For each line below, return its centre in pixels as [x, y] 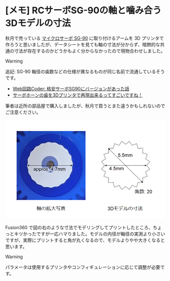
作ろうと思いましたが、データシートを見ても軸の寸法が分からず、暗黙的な [83, 44]
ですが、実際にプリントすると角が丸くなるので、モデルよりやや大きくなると [85, 240]
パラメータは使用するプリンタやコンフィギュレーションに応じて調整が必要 [83, 267]
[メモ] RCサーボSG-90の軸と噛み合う [83, 10]
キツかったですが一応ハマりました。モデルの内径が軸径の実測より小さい [90, 234]
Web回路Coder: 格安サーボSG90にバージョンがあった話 [71, 88]
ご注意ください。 [23, 112]
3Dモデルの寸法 [38, 23]
